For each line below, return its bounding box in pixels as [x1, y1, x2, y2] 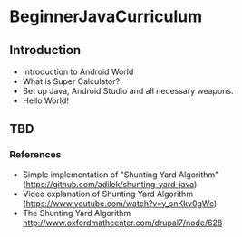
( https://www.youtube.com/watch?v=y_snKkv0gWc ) [22, 197, 218, 209]
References [9, 148, 62, 161]
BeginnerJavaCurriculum [9, 6, 203, 27]
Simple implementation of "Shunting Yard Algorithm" [22, 169, 219, 180]
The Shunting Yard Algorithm [22, 207, 131, 218]
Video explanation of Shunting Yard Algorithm [22, 188, 193, 199]
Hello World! [22, 95, 70, 106]
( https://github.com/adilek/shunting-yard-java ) [22, 178, 198, 189]
